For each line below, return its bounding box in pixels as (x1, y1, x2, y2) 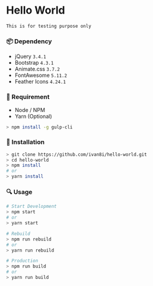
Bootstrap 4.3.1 (14, 59, 54, 66)
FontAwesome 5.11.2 (14, 72, 67, 79)
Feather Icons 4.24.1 (14, 78, 66, 85)
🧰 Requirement (6, 93, 50, 101)
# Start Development (6, 204, 58, 210)
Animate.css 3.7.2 (14, 66, 60, 73)
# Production (6, 258, 39, 264)
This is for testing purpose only (6, 23, 92, 29)
